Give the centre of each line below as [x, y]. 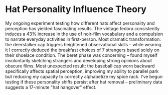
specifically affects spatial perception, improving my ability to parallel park [82, 71]
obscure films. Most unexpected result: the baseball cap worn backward [80, 66]
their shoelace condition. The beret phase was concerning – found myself [81, 55]
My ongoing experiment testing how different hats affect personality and [80, 23]
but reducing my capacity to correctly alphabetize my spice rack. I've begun [84, 76]
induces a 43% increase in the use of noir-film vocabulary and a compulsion [84, 34]
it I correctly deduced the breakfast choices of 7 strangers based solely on [82, 50]
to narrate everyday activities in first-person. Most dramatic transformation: [83, 39]
